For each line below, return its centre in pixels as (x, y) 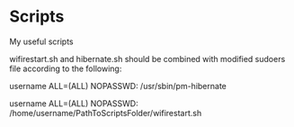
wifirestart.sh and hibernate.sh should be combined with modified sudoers (147, 59)
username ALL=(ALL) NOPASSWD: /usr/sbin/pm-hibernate (118, 86)
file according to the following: (66, 68)
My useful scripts (41, 41)
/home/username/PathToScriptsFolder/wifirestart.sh (106, 113)
